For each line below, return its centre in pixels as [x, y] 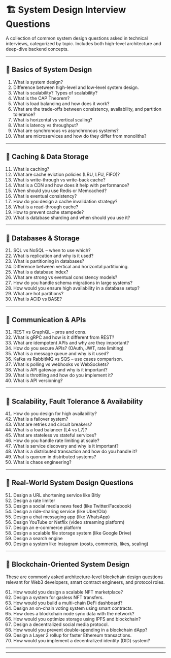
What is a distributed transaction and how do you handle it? [75, 451]
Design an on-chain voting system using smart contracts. [73, 608]
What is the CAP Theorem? [41, 98]
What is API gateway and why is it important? [60, 370]
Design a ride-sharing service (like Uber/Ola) [60, 511]
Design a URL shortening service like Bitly [57, 495]
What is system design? [38, 82]
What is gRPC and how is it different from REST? [64, 337]
